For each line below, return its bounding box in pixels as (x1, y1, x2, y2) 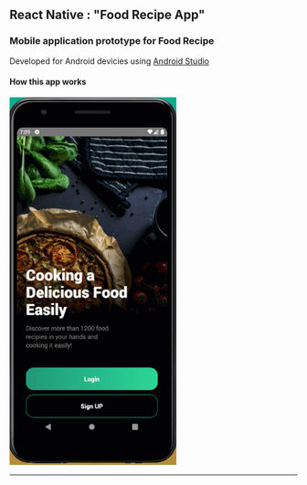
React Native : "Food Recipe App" (9, 7, 206, 23)
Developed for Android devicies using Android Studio (9, 55, 210, 67)
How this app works (9, 77, 87, 88)
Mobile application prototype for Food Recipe (9, 35, 215, 47)
